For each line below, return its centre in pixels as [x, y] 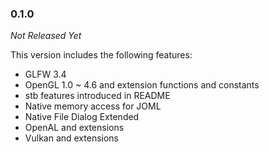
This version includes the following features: [101, 55]
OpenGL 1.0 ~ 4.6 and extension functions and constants [142, 85]
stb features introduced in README [97, 96]
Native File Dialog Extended [82, 117]
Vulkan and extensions [71, 138]
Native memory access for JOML [93, 106]
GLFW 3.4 [45, 74]
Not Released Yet [46, 36]
